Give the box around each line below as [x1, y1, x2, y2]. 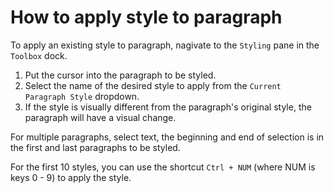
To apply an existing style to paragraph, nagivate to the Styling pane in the [10, 39, 320, 51]
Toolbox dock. [10, 49, 68, 61]
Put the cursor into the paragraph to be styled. [24, 69, 217, 81]
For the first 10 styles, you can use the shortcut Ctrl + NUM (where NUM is [10, 161, 316, 173]
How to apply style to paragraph [10, 6, 283, 29]
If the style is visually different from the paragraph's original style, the [24, 101, 312, 113]
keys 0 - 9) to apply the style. [10, 171, 132, 183]
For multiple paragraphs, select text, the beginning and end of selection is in [10, 131, 325, 143]
